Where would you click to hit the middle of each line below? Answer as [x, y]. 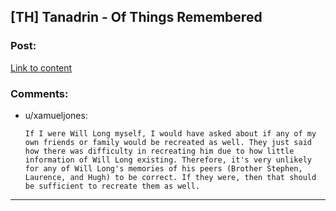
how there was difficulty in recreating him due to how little [159, 151]
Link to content [41, 67]
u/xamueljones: [56, 115]
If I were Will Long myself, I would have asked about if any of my [170, 133]
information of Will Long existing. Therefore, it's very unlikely [168, 160]
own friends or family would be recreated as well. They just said [168, 142]
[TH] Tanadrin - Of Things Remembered [136, 17]
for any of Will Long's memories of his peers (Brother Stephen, [163, 168]
